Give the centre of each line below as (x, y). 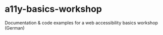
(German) (15, 28)
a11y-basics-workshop (53, 9)
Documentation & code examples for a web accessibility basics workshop (82, 23)
